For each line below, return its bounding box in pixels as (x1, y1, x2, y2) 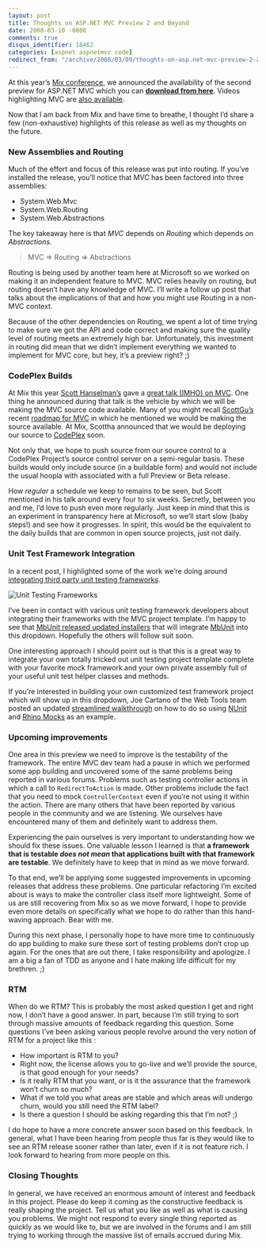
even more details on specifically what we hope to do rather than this (8, 906, 234, 916)
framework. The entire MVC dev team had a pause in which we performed (8, 758, 251, 768)
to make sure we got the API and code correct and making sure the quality (8, 326, 251, 335)
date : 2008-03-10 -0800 (8, 26, 87, 34)
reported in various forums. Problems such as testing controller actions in (8, 775, 248, 784)
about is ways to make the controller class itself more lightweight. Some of (8, 890, 252, 899)
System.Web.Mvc (19, 197, 78, 206)
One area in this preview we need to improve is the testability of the (8, 750, 228, 759)
